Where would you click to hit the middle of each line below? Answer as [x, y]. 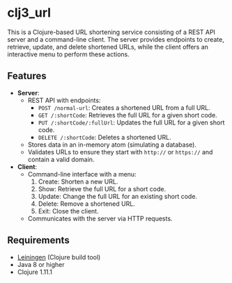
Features [27, 76]
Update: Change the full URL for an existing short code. [117, 196]
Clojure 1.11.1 [35, 272]
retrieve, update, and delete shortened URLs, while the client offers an [108, 47]
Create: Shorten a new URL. [78, 181]
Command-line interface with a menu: [82, 174]
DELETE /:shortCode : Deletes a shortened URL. [105, 137]
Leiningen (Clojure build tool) [59, 257]
